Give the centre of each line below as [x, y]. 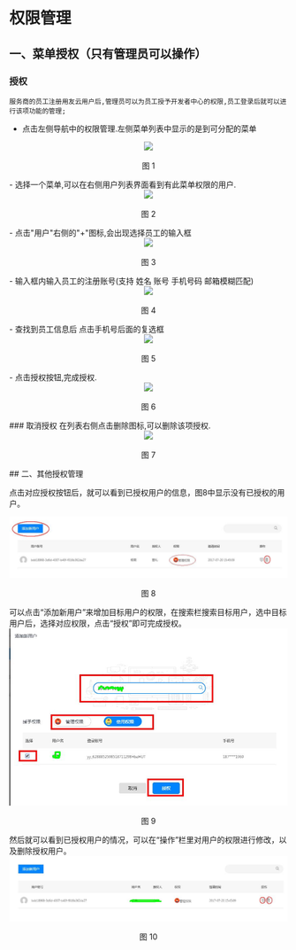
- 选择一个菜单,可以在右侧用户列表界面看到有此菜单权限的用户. [123, 184]
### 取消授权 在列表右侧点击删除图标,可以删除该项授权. [110, 425]
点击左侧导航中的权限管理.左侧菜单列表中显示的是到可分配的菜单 [139, 128]
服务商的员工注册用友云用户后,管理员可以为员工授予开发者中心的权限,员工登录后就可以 [144, 101]
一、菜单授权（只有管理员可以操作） [108, 54]
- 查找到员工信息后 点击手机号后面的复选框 [87, 329]
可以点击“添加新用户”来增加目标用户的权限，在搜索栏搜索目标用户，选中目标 [148, 612]
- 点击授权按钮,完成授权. [53, 377]
